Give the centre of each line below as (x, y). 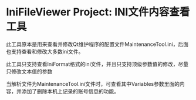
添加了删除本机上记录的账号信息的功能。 (70, 91)
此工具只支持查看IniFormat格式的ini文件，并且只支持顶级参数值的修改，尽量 (97, 64)
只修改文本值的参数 (29, 71)
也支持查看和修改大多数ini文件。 (45, 51)
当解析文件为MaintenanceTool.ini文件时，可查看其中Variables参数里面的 (93, 84)
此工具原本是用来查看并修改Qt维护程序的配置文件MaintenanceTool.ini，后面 (97, 44)
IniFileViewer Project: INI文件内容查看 (98, 12)
